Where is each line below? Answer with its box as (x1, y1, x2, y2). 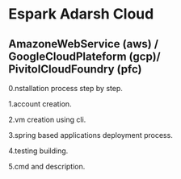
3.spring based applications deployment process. (8, 131, 174, 139)
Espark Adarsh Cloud (8, 5, 154, 23)
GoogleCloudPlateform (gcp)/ (8, 49, 161, 63)
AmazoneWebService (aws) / (8, 37, 159, 51)
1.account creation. (8, 99, 72, 109)
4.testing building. (8, 146, 69, 156)
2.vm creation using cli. (8, 114, 86, 124)
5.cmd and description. (8, 162, 86, 171)
